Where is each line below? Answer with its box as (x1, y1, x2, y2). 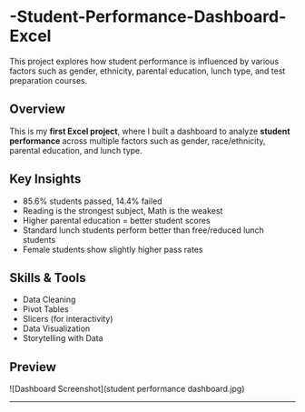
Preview (9, 359, 57, 375)
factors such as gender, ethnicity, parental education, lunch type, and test (9, 65, 286, 76)
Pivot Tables (22, 304, 70, 315)
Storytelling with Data (22, 333, 103, 344)
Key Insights (9, 171, 82, 187)
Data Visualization (22, 323, 91, 334)
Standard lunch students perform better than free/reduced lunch (22, 225, 265, 236)
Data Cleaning (22, 294, 76, 306)
